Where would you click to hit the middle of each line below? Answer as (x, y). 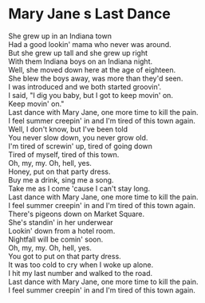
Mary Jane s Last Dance (90, 14)
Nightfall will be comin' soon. (56, 239)
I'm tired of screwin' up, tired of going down (81, 146)
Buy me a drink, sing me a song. (61, 179)
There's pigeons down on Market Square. (77, 214)
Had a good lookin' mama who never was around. (90, 44)
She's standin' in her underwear (61, 222)
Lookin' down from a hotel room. (62, 230)
